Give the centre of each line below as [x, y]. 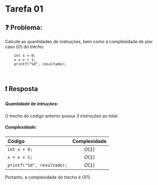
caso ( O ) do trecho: [25, 47]
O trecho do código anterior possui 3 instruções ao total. [62, 116]
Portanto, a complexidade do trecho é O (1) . [48, 177]
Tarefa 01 [24, 9]
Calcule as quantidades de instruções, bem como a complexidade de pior [79, 42]
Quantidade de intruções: [32, 103]
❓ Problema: [24, 27]
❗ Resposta [21, 89]
